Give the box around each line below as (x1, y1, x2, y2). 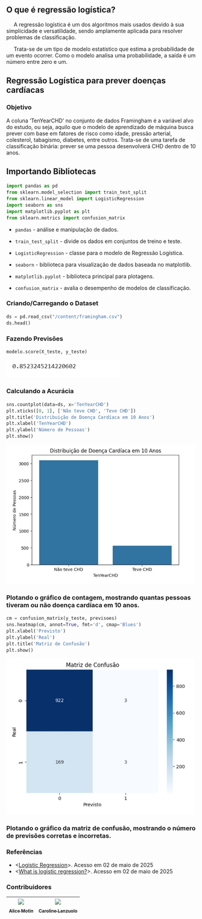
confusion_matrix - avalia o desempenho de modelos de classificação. (14, 284, 191, 291)
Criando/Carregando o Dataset (6, 299, 98, 308)
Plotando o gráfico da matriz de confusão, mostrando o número (6, 824, 196, 832)
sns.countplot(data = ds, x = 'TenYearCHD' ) (6, 401, 110, 408)
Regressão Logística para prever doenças (6, 75, 166, 86)
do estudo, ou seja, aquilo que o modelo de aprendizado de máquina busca (6, 123, 194, 130)
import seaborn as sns (6, 202, 63, 208)
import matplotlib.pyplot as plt (6, 208, 90, 215)
